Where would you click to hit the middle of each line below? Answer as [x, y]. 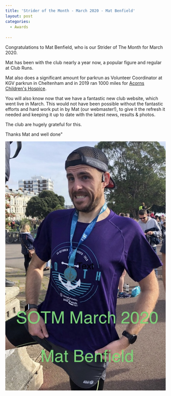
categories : [18, 21]
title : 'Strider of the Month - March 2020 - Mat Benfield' [70, 11]
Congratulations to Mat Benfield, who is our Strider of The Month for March [84, 47]
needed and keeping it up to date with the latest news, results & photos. [80, 115]
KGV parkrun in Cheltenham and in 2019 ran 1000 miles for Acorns [75, 83]
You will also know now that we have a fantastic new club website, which [82, 99]
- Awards [19, 27]
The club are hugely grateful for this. [44, 125]
